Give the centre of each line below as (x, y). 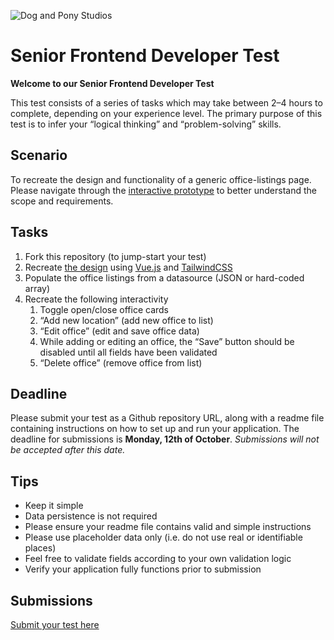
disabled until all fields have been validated (128, 352)
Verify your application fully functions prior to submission (143, 569)
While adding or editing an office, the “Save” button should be (167, 341)
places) (40, 548)
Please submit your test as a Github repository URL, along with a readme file (167, 418)
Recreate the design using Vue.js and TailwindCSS (128, 267)
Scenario (39, 155)
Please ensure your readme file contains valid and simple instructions (168, 527)
